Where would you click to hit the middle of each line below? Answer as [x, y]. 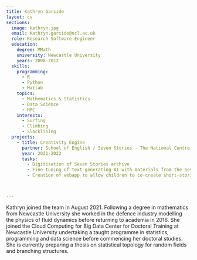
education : [25, 45]
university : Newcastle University [59, 55]
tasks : [30, 159]
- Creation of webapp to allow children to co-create [94, 175]
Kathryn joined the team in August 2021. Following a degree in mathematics [97, 207]
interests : [30, 115]
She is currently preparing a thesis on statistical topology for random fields [96, 245]
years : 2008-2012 [38, 60]
